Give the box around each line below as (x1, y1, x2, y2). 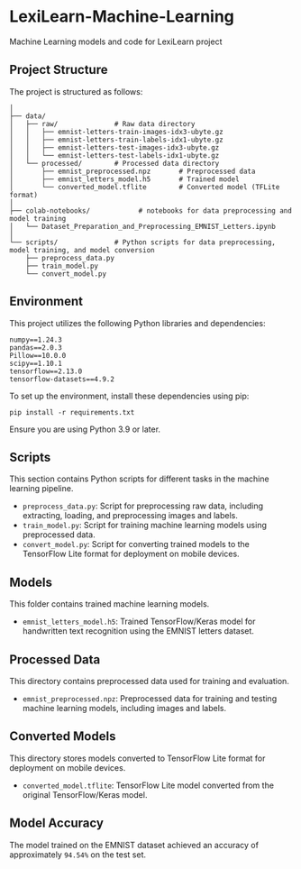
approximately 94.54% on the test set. (9, 849, 147, 860)
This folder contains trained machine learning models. (9, 599, 210, 609)
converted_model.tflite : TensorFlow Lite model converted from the (22, 780, 275, 791)
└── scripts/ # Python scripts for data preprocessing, (9, 237, 277, 247)
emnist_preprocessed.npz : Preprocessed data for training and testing (22, 693, 278, 704)
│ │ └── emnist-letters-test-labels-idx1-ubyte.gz (9, 151, 220, 160)
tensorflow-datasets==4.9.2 (9, 374, 115, 384)
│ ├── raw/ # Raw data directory (9, 119, 196, 128)
